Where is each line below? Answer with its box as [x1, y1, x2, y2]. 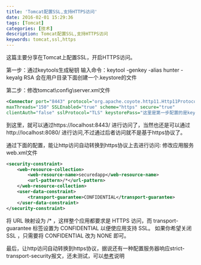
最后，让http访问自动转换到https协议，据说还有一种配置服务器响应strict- [6, 245, 185, 252]
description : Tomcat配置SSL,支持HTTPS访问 [6, 31, 108, 37]
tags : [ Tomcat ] [6, 20, 44, 26]
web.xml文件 [6, 149, 38, 156]
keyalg [6, 74, 23, 81]
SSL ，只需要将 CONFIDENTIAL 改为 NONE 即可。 [6, 232, 130, 239]
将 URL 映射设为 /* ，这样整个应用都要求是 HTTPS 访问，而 [6, 217, 153, 224]
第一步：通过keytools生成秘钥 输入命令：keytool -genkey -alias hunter [6, 66, 179, 74]
